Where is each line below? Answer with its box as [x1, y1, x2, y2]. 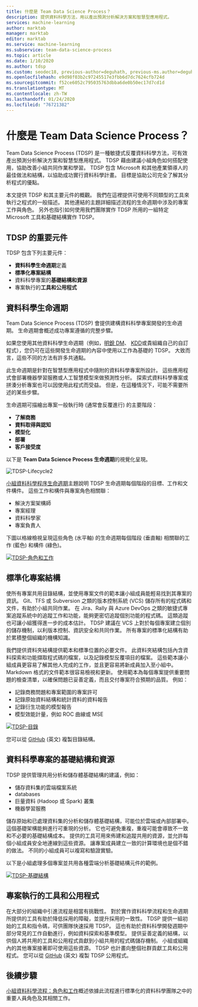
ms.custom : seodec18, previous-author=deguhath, [6, 69, 128, 75]
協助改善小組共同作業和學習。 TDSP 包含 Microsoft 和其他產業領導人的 [16, 164, 189, 171]
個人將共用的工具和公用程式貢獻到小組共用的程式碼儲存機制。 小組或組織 [11, 937, 189, 944]
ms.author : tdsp [6, 63, 46, 70]
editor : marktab [6, 36, 46, 42]
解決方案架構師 [14, 500, 51, 507]
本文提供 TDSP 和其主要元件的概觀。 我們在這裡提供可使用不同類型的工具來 [6, 192, 190, 199]
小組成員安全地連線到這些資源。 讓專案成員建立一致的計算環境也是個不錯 [11, 839, 189, 846]
